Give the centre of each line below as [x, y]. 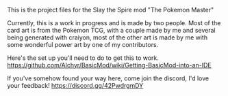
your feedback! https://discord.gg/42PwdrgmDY [75, 85]
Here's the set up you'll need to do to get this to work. [83, 58]
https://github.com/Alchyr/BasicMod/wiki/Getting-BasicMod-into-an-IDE [109, 65]
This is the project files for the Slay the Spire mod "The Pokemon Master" [111, 10]
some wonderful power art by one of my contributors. [83, 45]
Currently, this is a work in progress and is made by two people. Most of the [114, 23]
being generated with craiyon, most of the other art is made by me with [107, 37]
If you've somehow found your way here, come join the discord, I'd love [108, 78]
